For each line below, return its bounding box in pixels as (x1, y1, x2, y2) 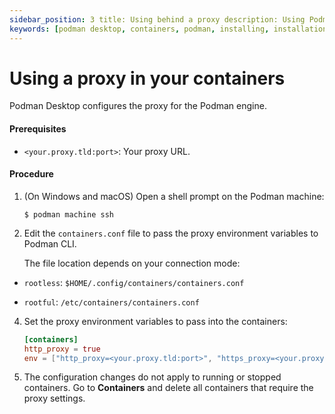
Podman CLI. (23, 237, 77, 250)
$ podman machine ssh (23, 209, 114, 220)
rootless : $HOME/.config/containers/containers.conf (23, 276, 245, 288)
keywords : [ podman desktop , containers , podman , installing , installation (9, 24, 328, 34)
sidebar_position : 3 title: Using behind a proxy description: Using (9, 14, 306, 25)
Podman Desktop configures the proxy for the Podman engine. (9, 100, 267, 112)
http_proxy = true (23, 344, 101, 354)
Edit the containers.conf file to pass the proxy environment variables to (23, 227, 319, 239)
